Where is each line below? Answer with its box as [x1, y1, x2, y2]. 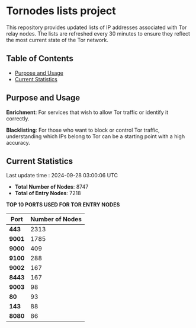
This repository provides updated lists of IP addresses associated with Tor [6, 24, 187, 31]
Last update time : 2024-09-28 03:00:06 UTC [6, 172, 118, 179]
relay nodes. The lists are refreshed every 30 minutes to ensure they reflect [6, 30, 191, 37]
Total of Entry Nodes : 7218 [14, 190, 81, 197]
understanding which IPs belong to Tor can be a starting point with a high [6, 132, 185, 140]
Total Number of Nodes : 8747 [14, 183, 89, 190]
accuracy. [6, 139, 31, 146]
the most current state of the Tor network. [6, 36, 108, 43]
